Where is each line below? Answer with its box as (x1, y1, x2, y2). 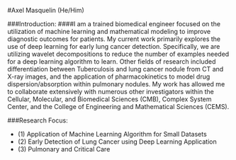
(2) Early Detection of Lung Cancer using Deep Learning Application (17, 137, 218, 146)
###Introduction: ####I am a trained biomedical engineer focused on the (7, 20, 221, 28)
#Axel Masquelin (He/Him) (7, 6, 85, 14)
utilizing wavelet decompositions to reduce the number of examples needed (7, 50, 230, 58)
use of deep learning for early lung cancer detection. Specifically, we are (7, 42, 220, 50)
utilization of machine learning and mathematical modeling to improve (7, 28, 211, 35)
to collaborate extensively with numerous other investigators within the (7, 88, 214, 96)
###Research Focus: (7, 116, 69, 125)
